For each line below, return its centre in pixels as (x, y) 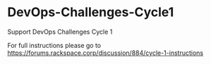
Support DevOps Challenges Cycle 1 (60, 32)
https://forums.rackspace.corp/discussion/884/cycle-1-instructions (105, 53)
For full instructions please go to (54, 45)
